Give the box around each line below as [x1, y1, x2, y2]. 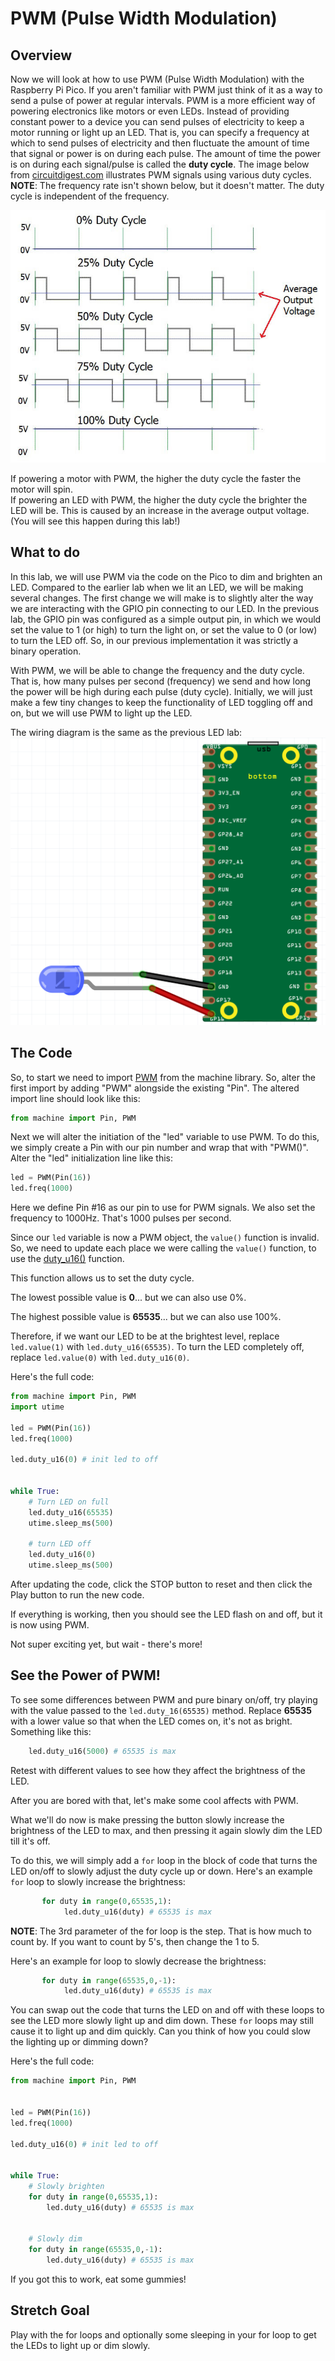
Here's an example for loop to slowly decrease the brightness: [10, 1955, 267, 1967]
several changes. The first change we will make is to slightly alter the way [10, 592, 314, 604]
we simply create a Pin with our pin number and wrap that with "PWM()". [10, 1142, 309, 1154]
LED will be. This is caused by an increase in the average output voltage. [10, 504, 310, 516]
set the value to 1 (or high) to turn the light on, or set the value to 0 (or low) [10, 623, 318, 636]
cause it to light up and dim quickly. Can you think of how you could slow [10, 2025, 311, 2037]
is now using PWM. [10, 1619, 90, 1631]
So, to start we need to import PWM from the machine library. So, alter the [10, 1071, 316, 1083]
